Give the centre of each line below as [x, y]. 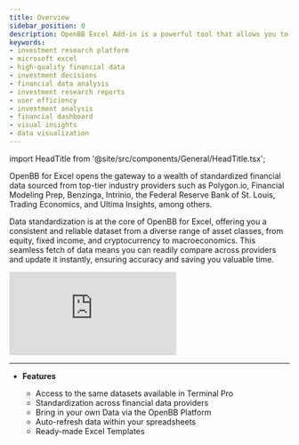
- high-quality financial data [67, 68]
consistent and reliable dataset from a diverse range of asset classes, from [146, 231]
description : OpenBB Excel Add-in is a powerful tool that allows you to [149, 34]
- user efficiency [43, 100]
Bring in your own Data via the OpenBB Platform [123, 412]
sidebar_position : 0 [48, 26]
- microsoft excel [43, 59]
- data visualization [49, 133]
